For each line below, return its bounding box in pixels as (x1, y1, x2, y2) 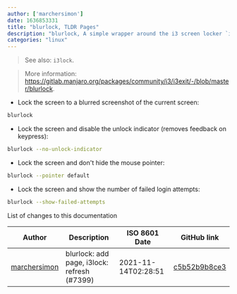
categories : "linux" (7, 37, 68, 44)
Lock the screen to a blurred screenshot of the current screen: (17, 98, 200, 106)
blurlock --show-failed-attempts (7, 198, 106, 205)
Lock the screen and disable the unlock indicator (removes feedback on (17, 125, 227, 133)
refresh (66, 266, 90, 276)
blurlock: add (66, 248, 109, 258)
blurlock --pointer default (7, 172, 90, 179)
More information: (24, 70, 78, 78)
